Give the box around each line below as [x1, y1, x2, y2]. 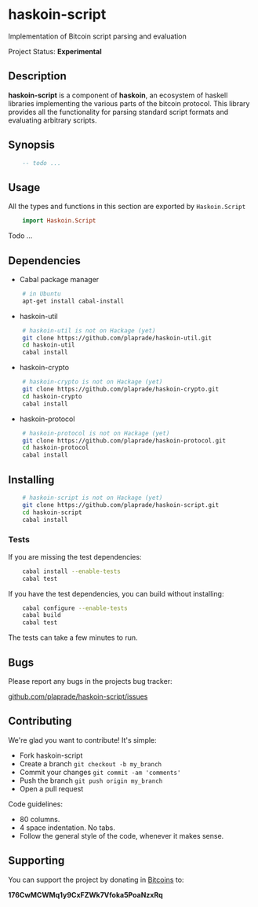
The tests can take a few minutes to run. [8, 633, 139, 642]
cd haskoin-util [22, 341, 76, 349]
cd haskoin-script [22, 509, 82, 516]
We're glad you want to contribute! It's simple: [8, 735, 157, 744]
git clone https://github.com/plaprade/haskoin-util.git [22, 334, 213, 342]
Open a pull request [19, 784, 84, 793]
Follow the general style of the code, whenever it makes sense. [19, 831, 224, 840]
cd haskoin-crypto [22, 392, 82, 400]
